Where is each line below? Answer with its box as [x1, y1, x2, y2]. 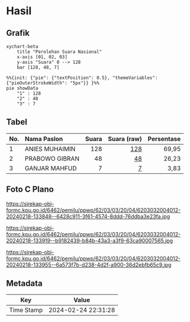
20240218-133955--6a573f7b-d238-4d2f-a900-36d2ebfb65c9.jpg [6, 261, 172, 268]
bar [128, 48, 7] [17, 64, 60, 70]
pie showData [6, 85, 39, 91]
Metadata [6, 279, 43, 289]
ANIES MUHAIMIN [24, 145, 76, 153]
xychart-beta [6, 43, 39, 49]
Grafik [6, 28, 30, 38]
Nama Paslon [24, 135, 64, 143]
